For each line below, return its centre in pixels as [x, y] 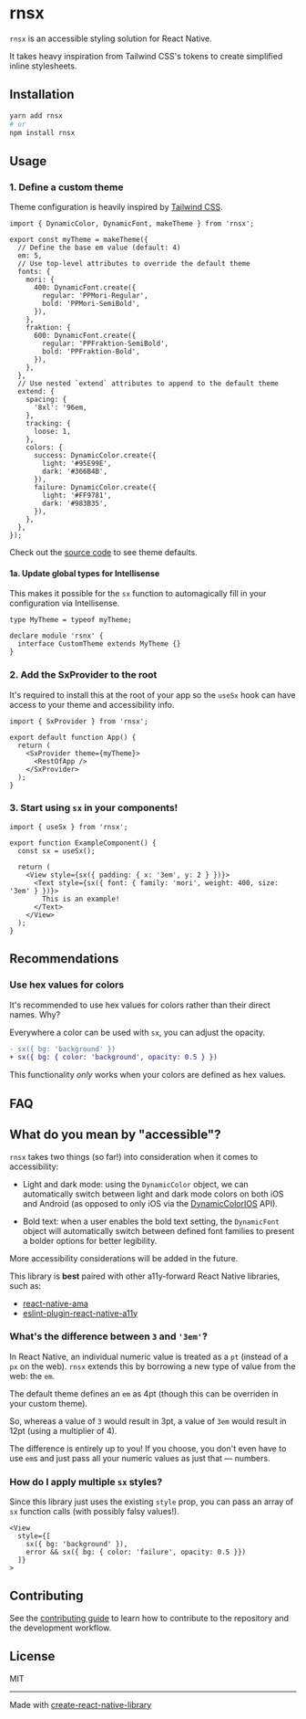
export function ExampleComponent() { [83, 843]
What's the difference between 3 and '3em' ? [108, 1336]
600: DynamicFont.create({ [85, 336]
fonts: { [34, 272]
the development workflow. [61, 1628]
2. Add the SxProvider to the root [83, 675]
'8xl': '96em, [61, 408]
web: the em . [32, 1376]
